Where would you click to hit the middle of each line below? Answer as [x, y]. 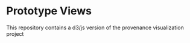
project [15, 33]
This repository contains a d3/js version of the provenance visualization [95, 27]
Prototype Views [49, 11]
